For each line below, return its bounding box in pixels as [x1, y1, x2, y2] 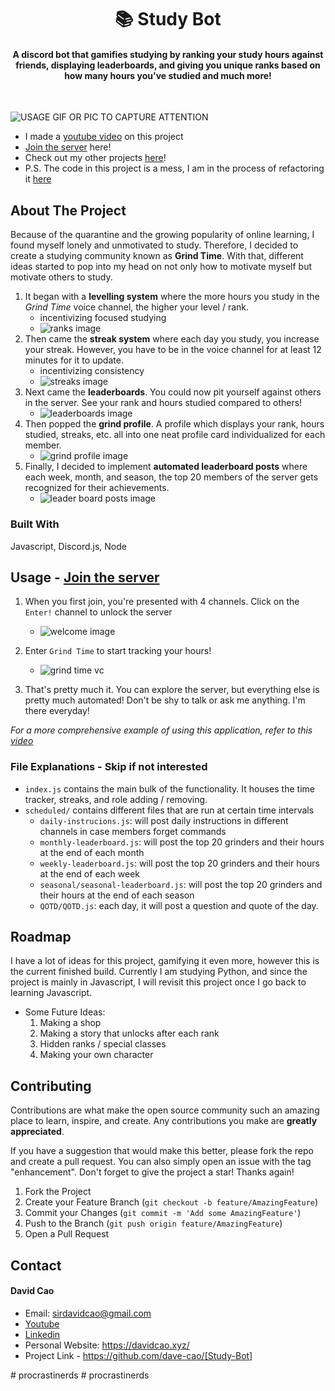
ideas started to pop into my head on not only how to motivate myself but [10, 261, 313, 273]
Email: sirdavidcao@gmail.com [24, 1307, 152, 1319]
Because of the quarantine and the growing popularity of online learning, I [10, 229, 315, 241]
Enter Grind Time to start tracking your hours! [24, 645, 212, 657]
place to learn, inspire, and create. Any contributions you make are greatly [10, 1115, 318, 1127]
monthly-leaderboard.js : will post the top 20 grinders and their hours [39, 836, 325, 848]
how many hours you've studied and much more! [64, 69, 272, 81]
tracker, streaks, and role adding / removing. [24, 793, 208, 805]
